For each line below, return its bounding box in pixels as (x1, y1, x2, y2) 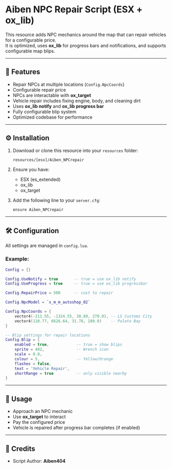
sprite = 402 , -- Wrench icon (14, 347, 109, 352)
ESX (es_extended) (20, 176, 61, 182)
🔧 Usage (5, 395, 32, 403)
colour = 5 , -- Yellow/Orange (14, 356, 114, 362)
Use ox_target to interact (12, 414, 66, 420)
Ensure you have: (12, 166, 50, 173)
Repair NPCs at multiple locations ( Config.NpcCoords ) (12, 81, 125, 87)
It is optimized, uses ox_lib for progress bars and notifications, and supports (5, 42, 166, 48)
